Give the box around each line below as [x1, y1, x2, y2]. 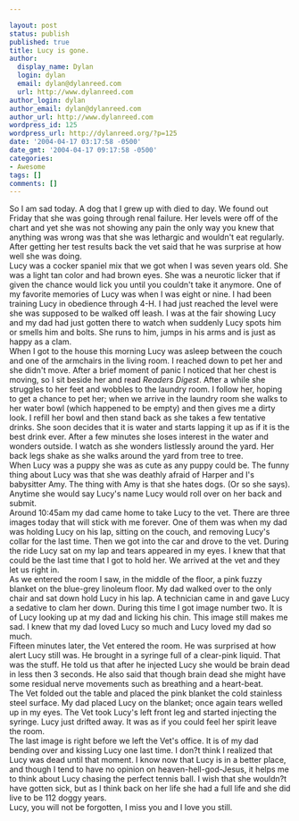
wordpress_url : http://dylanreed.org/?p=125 [9, 129, 178, 139]
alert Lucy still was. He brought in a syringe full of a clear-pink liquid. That [9, 650, 281, 661]
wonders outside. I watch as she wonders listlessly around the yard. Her [9, 441, 275, 452]
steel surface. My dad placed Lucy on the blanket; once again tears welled [9, 698, 283, 708]
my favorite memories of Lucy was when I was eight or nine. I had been [9, 289, 272, 300]
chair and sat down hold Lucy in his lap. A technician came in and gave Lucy [9, 593, 290, 604]
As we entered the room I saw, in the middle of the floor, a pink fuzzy [9, 574, 262, 585]
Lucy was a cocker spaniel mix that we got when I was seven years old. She [9, 260, 288, 271]
